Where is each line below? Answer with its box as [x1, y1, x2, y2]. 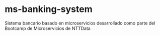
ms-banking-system [5, 3, 93, 15]
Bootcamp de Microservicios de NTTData [5, 25, 91, 31]
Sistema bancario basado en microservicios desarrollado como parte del [5, 20, 155, 26]
